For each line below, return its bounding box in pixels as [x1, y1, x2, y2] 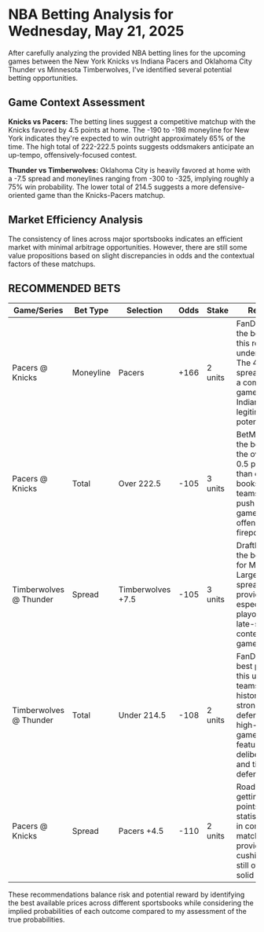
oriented [8, 190, 35, 199]
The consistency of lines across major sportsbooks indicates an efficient [8, 234, 244, 243]
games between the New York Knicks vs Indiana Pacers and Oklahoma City [8, 57, 253, 66]
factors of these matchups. [8, 259, 96, 269]
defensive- [209, 182, 245, 192]
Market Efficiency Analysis [8, 214, 143, 227]
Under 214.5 [118, 710, 167, 721]
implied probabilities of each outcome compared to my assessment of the [8, 907, 247, 916]
